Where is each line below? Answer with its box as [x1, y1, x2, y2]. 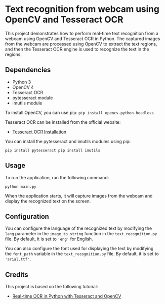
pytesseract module [12, 95, 53, 101]
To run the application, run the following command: [5, 174, 109, 180]
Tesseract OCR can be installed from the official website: [5, 119, 121, 125]
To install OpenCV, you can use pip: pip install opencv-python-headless [5, 109, 154, 115]
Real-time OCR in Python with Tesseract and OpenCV [12, 293, 122, 299]
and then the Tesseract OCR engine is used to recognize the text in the [5, 46, 149, 52]
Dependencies [5, 66, 51, 74]
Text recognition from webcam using [5, 3, 160, 15]
